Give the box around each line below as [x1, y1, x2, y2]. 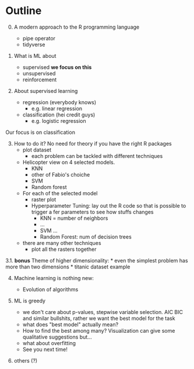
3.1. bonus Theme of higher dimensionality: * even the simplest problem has [5, 257, 188, 264]
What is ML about [13, 52, 57, 59]
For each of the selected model [22, 189, 98, 196]
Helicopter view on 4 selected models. [22, 158, 115, 165]
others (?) [13, 357, 38, 364]
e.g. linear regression [31, 105, 83, 112]
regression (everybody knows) [22, 98, 97, 106]
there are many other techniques [22, 239, 101, 246]
